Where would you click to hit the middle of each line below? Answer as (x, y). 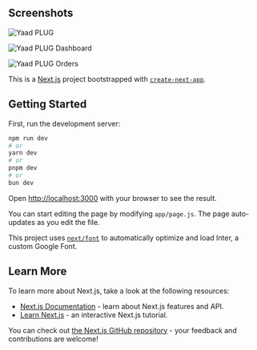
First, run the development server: (64, 123)
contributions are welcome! (53, 339)
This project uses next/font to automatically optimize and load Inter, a (124, 237)
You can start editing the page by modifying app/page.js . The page (119, 213)
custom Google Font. (43, 246)
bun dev (21, 183)
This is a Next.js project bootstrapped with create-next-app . (107, 78)
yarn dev (23, 153)
